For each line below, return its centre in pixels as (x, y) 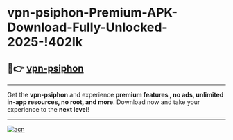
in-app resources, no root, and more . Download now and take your (104, 102)
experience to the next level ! (49, 109)
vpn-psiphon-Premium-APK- (93, 13)
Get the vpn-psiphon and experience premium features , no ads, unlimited (115, 95)
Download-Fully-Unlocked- (87, 27)
